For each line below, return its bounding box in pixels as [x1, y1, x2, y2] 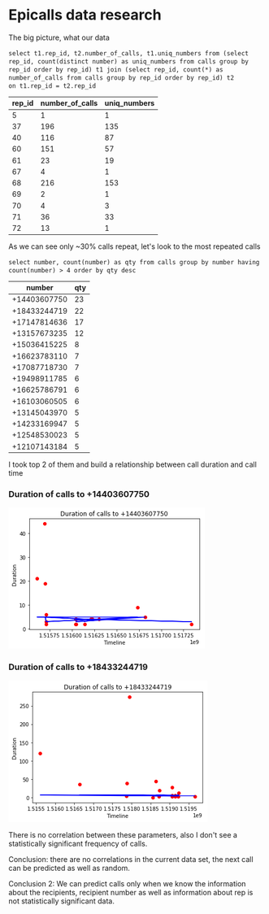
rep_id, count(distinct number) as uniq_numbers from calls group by [8, 57, 249, 66]
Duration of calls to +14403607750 [8, 489, 150, 500]
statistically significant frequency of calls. [8, 838, 148, 848]
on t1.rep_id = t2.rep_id [8, 81, 96, 90]
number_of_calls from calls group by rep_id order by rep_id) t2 [8, 73, 234, 82]
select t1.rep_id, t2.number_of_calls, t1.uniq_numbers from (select [8, 49, 249, 58]
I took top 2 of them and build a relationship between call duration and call [8, 459, 258, 469]
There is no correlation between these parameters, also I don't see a [8, 829, 238, 839]
